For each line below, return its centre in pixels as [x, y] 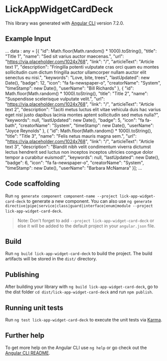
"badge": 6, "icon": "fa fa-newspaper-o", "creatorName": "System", [74, 162]
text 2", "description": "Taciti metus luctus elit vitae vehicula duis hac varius [83, 109]
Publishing [22, 275]
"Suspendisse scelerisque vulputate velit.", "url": [55, 99]
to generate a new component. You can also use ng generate [89, 201]
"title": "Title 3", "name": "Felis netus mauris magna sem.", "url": [71, 136]
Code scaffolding [32, 184]
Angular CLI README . [28, 353]
